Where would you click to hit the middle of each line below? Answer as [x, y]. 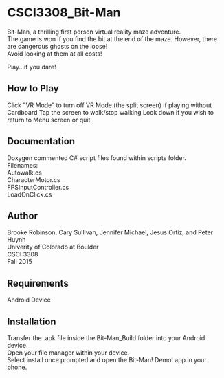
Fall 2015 [20, 262]
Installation [32, 321]
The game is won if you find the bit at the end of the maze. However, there [112, 38]
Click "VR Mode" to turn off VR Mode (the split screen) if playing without [110, 105]
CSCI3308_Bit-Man [64, 13]
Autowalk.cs [25, 173]
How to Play [33, 88]
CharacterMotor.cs [34, 179]
